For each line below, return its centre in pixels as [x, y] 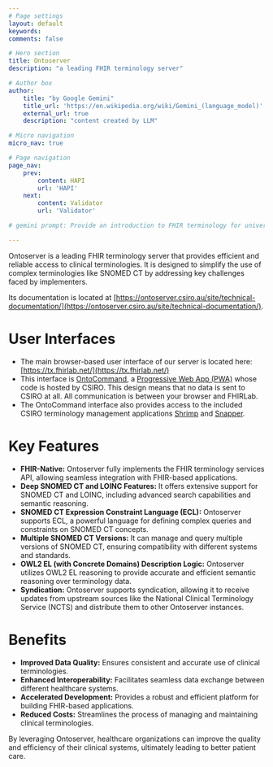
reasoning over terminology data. [76, 581]
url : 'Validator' [67, 211]
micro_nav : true [36, 143]
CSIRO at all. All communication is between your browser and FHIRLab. [139, 396]
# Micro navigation [41, 136]
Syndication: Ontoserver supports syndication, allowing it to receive [135, 590]
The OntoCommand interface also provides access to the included [131, 404]
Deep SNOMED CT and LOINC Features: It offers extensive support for [139, 486]
